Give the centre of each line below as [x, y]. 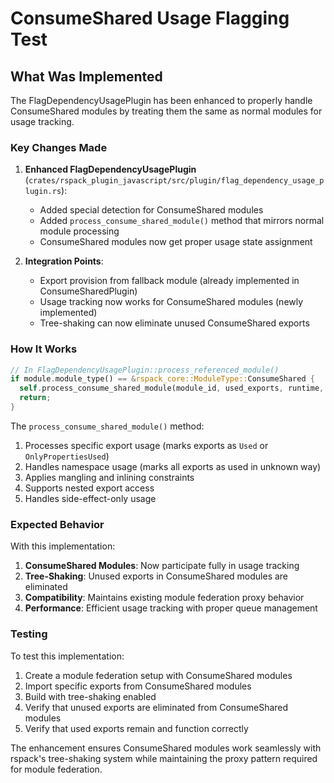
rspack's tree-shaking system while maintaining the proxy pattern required [164, 758]
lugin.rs [43, 192]
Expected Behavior [57, 524]
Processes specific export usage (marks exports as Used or [146, 445]
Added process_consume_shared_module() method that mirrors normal [182, 221]
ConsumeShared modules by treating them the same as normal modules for [166, 111]
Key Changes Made [59, 147]
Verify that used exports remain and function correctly [136, 728]
